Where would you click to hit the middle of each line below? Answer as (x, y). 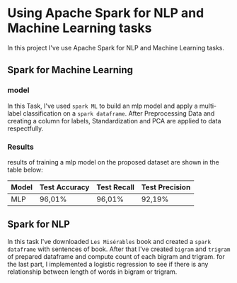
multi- (208, 106)
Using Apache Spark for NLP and (106, 13)
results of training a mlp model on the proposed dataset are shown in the (113, 162)
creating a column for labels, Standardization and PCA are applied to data (114, 121)
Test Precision (166, 187)
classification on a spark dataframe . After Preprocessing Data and (119, 113)
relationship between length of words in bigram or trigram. (92, 272)
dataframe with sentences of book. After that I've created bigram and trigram (119, 249)
